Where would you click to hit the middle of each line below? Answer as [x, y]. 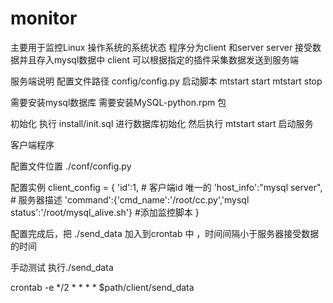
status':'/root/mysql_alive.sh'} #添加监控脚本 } [105, 212]
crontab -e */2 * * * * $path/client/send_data [102, 287]
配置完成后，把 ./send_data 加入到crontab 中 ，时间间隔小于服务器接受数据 [165, 233]
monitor [44, 18]
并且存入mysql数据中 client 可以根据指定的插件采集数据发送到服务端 [158, 59]
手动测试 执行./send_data [62, 267]
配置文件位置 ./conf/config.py [71, 166]
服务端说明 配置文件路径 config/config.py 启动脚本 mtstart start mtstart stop [166, 81]
